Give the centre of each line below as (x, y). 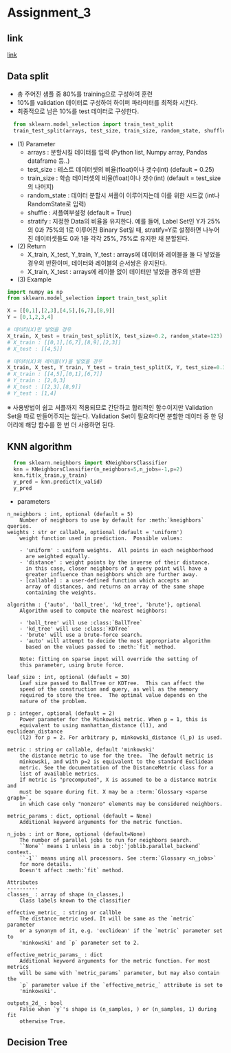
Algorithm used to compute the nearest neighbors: (93, 611)
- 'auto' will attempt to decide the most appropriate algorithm (115, 641)
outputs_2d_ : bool (35, 1003)
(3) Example (34, 279)
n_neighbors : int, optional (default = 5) (70, 514)
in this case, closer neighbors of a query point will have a (116, 569)
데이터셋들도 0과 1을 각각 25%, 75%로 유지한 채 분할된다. (112, 238)
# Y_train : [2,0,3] (37, 381)
